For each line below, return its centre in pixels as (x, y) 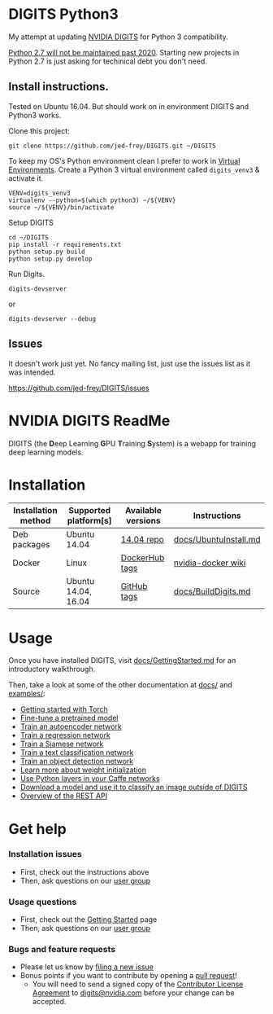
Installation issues (45, 854)
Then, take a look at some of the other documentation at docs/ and (121, 685)
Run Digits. (26, 274)
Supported (90, 511)
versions (143, 520)
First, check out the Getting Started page (89, 920)
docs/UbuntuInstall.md (217, 540)
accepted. (49, 1002)
